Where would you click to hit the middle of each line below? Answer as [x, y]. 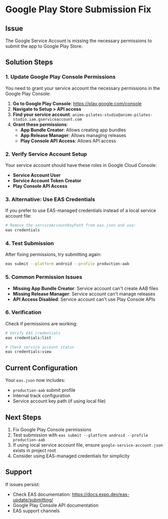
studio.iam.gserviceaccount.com [47, 119]
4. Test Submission [30, 243]
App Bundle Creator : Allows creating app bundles [73, 130]
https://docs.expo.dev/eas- [101, 494]
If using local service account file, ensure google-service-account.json [88, 445]
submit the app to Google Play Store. [44, 46]
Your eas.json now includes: [35, 380]
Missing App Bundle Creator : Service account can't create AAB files [86, 288]
